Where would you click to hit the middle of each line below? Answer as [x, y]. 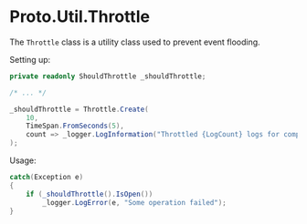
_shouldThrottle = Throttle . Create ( [79, 109]
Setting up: [30, 59]
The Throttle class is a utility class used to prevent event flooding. [135, 42]
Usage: [23, 160]
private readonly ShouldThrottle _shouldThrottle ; [108, 76]
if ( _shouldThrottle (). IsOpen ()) [90, 194]
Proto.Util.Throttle [80, 17]
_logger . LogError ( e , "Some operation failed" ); [134, 202]
